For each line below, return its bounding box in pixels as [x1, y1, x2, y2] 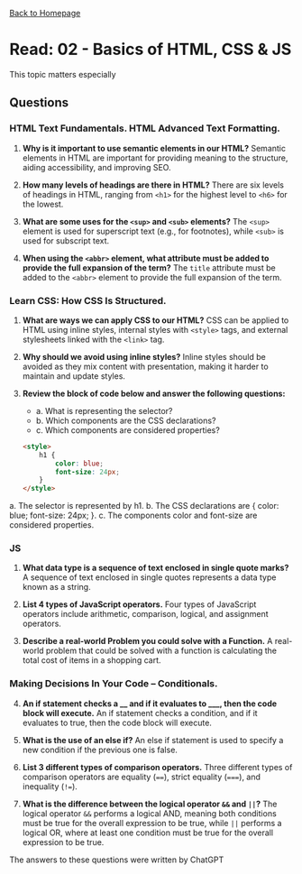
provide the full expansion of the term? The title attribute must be [22, 262, 277, 273]
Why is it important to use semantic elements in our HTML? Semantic [22, 143, 287, 153]
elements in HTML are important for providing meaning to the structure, [22, 152, 288, 163]
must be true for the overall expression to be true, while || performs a [22, 817, 282, 828]
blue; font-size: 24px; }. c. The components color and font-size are [9, 510, 258, 521]
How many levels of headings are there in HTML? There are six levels [22, 179, 284, 190]
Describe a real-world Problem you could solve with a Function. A [22, 636, 273, 647]
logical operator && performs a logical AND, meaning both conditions [22, 807, 277, 819]
